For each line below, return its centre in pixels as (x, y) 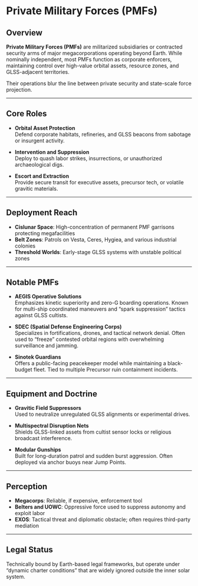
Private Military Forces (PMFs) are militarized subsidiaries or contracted (94, 47)
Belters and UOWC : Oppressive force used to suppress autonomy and (100, 507)
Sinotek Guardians (38, 357)
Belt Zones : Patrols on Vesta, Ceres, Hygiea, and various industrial (95, 239)
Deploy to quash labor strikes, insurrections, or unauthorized (88, 158)
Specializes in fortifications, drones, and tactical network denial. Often (100, 333)
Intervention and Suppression (52, 152)
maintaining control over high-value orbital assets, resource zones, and (93, 66)
